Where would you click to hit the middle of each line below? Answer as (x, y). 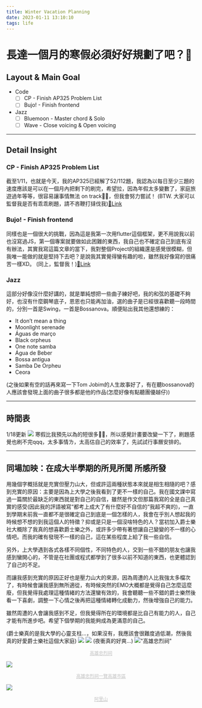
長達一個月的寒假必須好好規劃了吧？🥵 (99, 55)
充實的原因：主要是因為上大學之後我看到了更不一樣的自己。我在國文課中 (101, 491)
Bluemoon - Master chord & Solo (64, 118)
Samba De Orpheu (38, 365)
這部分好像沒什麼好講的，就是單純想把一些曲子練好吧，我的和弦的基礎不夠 (98, 294)
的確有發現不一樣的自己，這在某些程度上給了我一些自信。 (103, 537)
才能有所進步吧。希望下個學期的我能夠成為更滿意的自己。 (77, 620)
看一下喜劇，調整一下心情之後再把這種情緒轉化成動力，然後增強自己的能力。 (101, 600)
